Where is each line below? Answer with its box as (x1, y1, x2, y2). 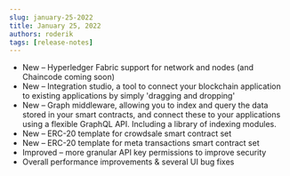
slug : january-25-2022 (9, 12, 93, 22)
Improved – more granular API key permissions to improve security (21, 148, 267, 158)
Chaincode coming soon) (21, 72, 116, 83)
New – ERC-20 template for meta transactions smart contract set (21, 138, 260, 148)
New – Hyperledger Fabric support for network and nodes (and (21, 62, 254, 73)
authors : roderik (9, 29, 74, 38)
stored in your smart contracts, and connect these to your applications (21, 109, 281, 120)
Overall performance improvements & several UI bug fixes (21, 156, 235, 167)
